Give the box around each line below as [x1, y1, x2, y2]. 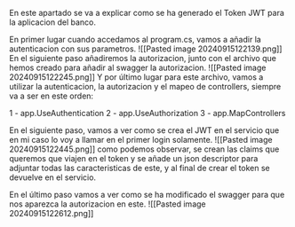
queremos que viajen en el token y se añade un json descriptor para [9, 153, 259, 163]
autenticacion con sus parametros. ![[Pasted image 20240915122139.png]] [9, 43, 283, 54]
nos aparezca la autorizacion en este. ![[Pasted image [9, 199, 206, 209]
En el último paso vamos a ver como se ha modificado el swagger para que [9, 190, 285, 200]
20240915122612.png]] [9, 208, 94, 218]
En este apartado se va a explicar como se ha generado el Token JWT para [9, 8, 284, 18]
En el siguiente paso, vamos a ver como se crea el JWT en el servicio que [9, 125, 280, 136]
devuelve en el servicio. [9, 172, 96, 183]
